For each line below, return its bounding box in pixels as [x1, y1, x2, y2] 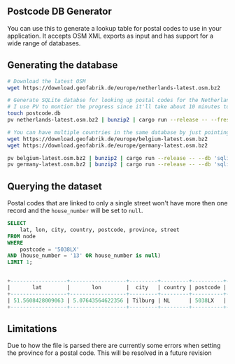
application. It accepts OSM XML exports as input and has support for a [7, 31, 214, 40]
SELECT [7, 220, 27, 227]
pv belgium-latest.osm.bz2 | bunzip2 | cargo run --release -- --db [7, 154, 211, 161]
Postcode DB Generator [7, 6, 112, 17]
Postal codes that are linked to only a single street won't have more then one [7, 199, 228, 208]
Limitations [7, 323, 57, 335]
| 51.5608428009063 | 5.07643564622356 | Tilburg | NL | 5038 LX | [7, 297, 227, 304]
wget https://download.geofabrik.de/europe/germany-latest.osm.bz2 [7, 142, 208, 149]
